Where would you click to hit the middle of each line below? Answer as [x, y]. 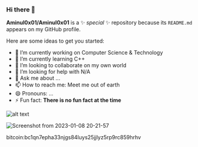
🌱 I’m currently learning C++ [50, 59]
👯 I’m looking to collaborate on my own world [71, 65]
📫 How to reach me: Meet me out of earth [67, 85]
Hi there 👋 [21, 10]
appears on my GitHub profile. [43, 29]
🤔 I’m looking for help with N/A [52, 72]
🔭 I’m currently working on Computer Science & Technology [89, 53]
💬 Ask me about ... [37, 78]
